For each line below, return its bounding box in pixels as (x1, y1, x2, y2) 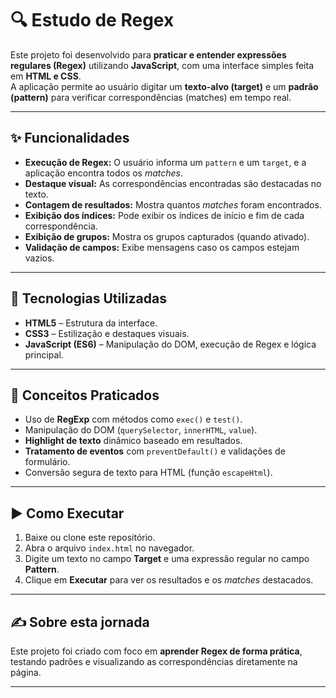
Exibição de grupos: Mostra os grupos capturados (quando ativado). (24, 230, 310, 242)
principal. (24, 348, 64, 361)
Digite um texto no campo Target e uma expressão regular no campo (24, 553, 310, 565)
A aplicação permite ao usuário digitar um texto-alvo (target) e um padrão (10, 80, 319, 92)
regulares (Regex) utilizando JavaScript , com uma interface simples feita (10, 59, 315, 71)
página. (10, 667, 42, 678)
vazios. (24, 252, 55, 264)
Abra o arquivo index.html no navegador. (24, 542, 195, 554)
